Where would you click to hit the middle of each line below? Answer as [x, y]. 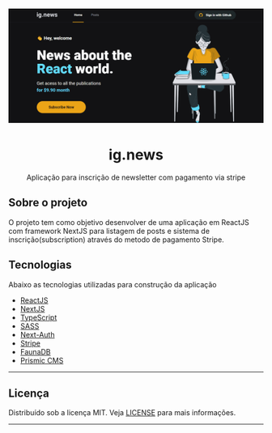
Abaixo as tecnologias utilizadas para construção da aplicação [113, 284]
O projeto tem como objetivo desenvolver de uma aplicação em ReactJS [129, 222]
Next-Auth [37, 334]
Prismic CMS [42, 360]
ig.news [136, 155]
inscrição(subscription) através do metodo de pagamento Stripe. [116, 240]
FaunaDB [35, 351]
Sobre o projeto [48, 203]
